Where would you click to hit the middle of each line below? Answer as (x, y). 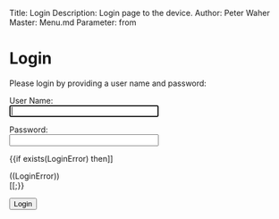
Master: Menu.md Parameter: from (73, 22)
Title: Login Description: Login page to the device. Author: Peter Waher (139, 13)
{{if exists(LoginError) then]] (61, 158)
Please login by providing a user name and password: (108, 83)
